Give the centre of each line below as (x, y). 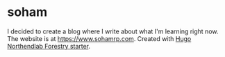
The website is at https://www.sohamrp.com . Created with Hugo (99, 38)
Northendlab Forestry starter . (49, 46)
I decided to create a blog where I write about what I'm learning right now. (113, 31)
